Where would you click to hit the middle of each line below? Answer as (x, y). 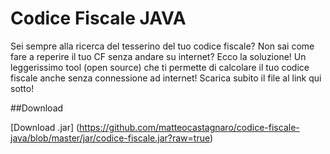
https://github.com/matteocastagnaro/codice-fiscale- (189, 127)
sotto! (22, 88)
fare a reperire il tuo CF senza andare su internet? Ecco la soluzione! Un (158, 56)
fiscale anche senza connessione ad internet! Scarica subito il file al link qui (166, 78)
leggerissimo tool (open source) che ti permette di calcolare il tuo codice (160, 67)
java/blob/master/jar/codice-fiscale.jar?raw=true (110, 138)
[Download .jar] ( (45, 127)
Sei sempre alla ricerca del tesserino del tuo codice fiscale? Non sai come (162, 46)
